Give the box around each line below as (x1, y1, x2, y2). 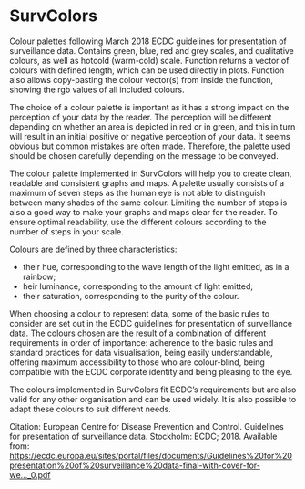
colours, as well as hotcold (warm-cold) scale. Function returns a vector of (9, 55, 290, 66)
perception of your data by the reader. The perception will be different (9, 111, 272, 122)
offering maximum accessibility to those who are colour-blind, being (9, 357, 266, 368)
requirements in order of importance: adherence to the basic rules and (9, 337, 274, 348)
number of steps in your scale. (9, 225, 125, 237)
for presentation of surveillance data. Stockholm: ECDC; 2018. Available (9, 431, 278, 442)
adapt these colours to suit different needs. (9, 403, 171, 414)
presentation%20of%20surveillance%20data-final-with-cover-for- (9, 460, 261, 471)
